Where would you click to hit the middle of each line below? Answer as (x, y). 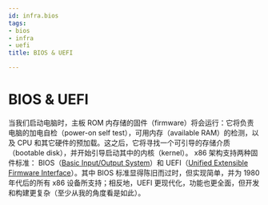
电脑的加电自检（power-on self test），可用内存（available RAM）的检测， (130, 132)
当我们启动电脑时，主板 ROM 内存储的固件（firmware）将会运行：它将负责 (131, 123)
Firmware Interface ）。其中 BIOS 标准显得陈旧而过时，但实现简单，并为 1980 (134, 172)
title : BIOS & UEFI (41, 53)
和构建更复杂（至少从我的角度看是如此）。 (77, 192)
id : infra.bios (34, 16)
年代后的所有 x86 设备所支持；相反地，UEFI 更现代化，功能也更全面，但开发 (134, 183)
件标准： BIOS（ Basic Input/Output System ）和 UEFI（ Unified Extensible (128, 163)
